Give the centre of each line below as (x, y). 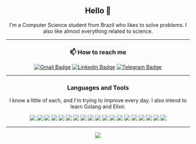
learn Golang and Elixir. (98, 107)
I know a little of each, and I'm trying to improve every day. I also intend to (98, 101)
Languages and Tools (98, 88)
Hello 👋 (98, 11)
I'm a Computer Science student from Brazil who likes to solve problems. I (98, 25)
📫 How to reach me (98, 52)
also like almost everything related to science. (98, 31)
